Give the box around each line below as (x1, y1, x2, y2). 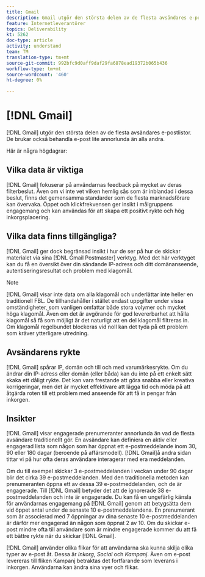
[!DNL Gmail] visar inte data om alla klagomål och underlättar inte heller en (6, 291, 193, 298)
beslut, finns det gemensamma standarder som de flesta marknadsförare (6, 194, 190, 201)
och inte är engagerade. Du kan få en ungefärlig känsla (53, 493, 192, 501)
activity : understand (6, 43, 62, 49)
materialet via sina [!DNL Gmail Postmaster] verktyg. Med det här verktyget (6, 254, 195, 261)
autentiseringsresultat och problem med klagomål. (6, 267, 133, 274)
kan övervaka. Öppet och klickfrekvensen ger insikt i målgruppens (6, 200, 173, 208)
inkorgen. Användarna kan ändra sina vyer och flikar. (6, 564, 139, 571)
